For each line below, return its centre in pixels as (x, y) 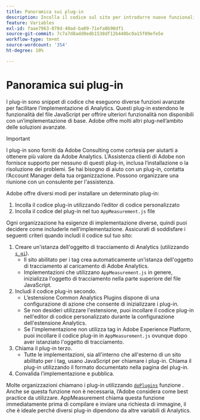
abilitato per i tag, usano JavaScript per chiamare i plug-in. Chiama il (107, 360)
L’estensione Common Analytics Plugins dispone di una (91, 297)
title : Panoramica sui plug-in (45, 12)
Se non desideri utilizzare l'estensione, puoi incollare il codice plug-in (109, 310)
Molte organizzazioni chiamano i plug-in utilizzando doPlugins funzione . (95, 385)
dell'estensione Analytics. (55, 323)
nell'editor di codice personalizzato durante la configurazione (99, 316)
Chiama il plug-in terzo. (43, 348)
